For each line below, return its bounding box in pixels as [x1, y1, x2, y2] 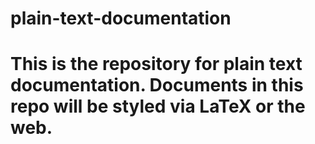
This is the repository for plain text [10, 53, 303, 76]
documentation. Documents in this [10, 74, 304, 97]
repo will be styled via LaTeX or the [10, 95, 306, 118]
